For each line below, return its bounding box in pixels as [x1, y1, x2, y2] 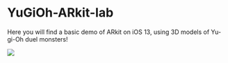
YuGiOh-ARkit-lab [7, 5, 114, 21]
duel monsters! [25, 35, 68, 43]
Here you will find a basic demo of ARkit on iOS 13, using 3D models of [7, 28, 210, 36]
